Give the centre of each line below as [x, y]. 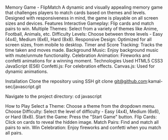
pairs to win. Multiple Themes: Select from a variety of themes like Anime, [82, 29]
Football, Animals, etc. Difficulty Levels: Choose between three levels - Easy [84, 34]
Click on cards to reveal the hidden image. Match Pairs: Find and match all [82, 122]
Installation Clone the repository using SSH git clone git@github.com [76, 81]
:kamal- [155, 81]
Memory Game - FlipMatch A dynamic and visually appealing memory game [84, 7]
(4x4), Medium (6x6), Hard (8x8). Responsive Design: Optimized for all [78, 39]
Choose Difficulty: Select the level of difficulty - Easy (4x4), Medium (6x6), [83, 111]
